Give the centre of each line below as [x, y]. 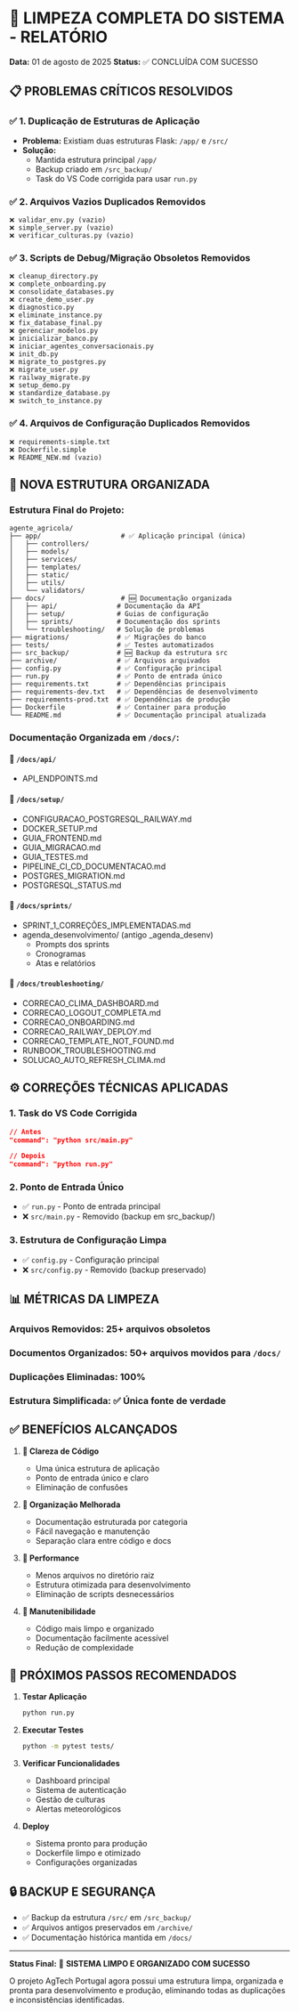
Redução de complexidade [85, 1647]
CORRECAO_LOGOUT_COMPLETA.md [92, 1012]
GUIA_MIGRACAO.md [61, 847]
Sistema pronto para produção [91, 1844]
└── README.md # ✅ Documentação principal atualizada [138, 716]
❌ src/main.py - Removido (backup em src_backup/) [119, 1217]
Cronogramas [61, 953]
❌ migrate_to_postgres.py [58, 362]
